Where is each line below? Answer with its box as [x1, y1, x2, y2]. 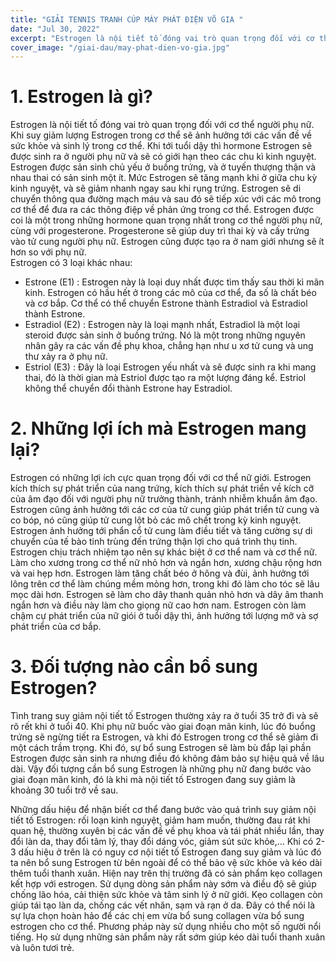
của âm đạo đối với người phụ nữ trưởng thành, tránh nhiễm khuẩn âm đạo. [10, 493, 318, 505]
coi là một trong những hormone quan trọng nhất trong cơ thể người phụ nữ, [10, 214, 323, 226]
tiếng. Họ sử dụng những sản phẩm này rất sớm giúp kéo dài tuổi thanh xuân [10, 931, 326, 943]
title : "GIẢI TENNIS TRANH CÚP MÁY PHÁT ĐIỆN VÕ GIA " [10, 14, 244, 25]
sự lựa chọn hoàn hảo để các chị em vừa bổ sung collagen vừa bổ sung [10, 910, 305, 922]
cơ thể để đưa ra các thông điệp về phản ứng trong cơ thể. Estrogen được [10, 204, 315, 216]
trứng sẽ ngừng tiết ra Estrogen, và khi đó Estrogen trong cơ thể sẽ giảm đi [10, 731, 319, 743]
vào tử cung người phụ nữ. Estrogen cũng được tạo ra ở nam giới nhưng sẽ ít [10, 236, 325, 248]
